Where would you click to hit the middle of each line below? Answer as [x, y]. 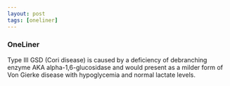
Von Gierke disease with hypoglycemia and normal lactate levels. [101, 75]
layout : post [26, 14]
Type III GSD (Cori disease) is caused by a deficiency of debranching [107, 59]
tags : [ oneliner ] [33, 20]
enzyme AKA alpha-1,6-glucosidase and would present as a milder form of [115, 67]
